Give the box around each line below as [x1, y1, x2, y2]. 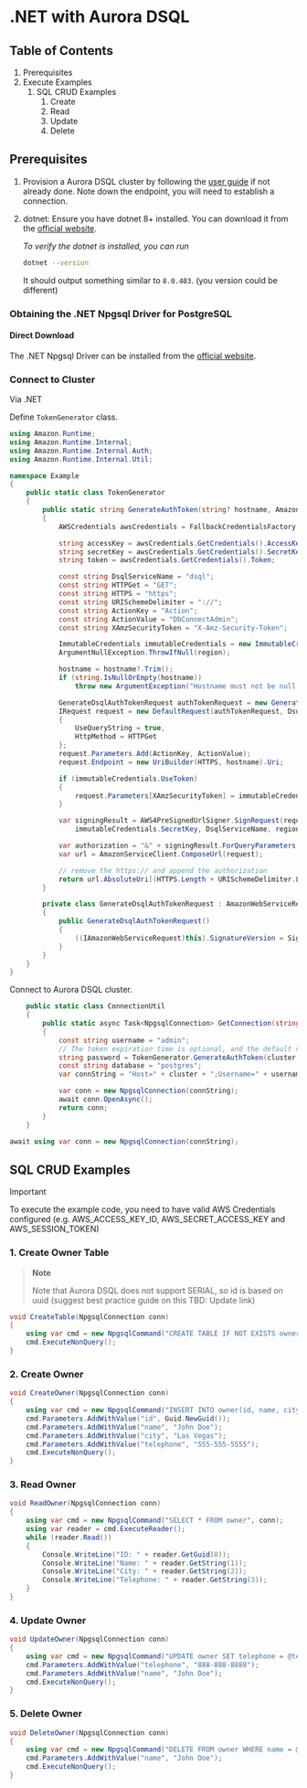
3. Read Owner [9, 1478, 77, 1491]
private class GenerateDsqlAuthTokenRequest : [42, 899, 223, 909]
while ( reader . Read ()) [26, 1533, 112, 1542]
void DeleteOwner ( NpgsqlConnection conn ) [9, 1728, 170, 1738]
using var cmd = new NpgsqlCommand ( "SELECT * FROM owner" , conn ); [26, 1516, 284, 1526]
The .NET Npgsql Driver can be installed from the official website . [9, 350, 257, 361]
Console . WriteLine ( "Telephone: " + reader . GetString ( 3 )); [42, 1575, 268, 1585]
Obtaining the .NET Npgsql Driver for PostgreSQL [9, 307, 233, 320]
